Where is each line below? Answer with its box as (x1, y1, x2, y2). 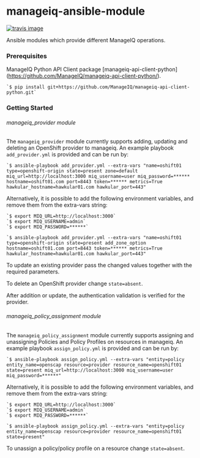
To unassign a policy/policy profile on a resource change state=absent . (6, 445, 185, 452)
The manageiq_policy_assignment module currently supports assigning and (6, 331, 194, 338)
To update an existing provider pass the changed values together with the (6, 262, 193, 269)
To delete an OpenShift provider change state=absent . (6, 280, 143, 288)
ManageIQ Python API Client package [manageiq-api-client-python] (6, 66, 178, 73)
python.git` (6, 90, 37, 96)
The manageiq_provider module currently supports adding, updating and (6, 138, 188, 145)
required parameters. (6, 268, 60, 275)
